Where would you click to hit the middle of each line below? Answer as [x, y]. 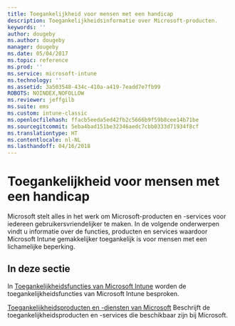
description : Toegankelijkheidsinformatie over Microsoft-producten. [113, 21]
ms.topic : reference [38, 61]
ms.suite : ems [28, 107]
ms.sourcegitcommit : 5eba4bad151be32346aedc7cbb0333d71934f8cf [103, 126]
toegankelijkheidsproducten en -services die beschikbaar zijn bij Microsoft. [117, 315]
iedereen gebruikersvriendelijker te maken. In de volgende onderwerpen [113, 224]
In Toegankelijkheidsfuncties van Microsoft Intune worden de [97, 286]
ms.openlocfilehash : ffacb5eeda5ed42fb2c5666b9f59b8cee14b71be [103, 120]
